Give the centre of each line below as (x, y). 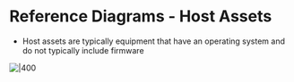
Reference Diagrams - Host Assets (141, 16)
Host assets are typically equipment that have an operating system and (153, 41)
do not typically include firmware (83, 50)
